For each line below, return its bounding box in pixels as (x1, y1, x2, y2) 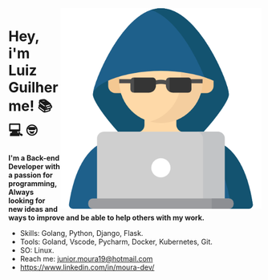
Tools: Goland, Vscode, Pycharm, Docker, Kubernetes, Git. (19, 237, 213, 246)
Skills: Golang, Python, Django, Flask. (19, 228, 144, 237)
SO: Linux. (19, 245, 55, 255)
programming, (8, 178, 58, 188)
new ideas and (8, 204, 59, 213)
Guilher (8, 79, 59, 97)
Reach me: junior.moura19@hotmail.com (19, 254, 153, 263)
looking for (8, 196, 46, 205)
